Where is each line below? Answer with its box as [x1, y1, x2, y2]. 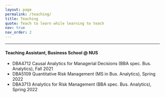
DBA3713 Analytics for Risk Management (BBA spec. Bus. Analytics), [12, 81, 152, 87]
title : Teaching [5, 16, 38, 21]
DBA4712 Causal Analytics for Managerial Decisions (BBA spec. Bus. [12, 61, 151, 67]
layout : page [5, 7, 32, 12]
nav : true [5, 25, 26, 30]
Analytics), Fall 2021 [12, 66, 53, 72]
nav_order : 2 [5, 30, 32, 35]
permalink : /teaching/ [5, 12, 52, 17]
